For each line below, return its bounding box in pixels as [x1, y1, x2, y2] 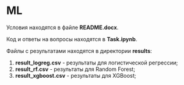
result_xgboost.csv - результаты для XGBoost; [15, 72, 136, 79]
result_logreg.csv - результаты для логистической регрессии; [15, 59, 179, 66]
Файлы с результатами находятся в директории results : [6, 47, 152, 55]
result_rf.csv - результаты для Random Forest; [15, 65, 136, 73]
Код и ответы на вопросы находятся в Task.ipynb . [6, 35, 138, 42]
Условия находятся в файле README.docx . [6, 24, 119, 31]
